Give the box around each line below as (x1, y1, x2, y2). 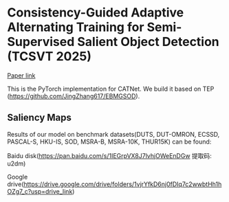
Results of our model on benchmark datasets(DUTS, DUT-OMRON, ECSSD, (7, 130, 220, 138)
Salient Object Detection (76, 34, 220, 49)
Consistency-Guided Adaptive (7, 5, 184, 21)
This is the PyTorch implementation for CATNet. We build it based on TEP (7, 85, 215, 93)
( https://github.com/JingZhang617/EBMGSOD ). (7, 91, 140, 100)
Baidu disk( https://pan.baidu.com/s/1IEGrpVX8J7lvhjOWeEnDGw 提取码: (7, 151, 212, 159)
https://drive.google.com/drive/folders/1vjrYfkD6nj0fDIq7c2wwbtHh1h (23, 180, 222, 188)
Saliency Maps (7, 112, 72, 124)
